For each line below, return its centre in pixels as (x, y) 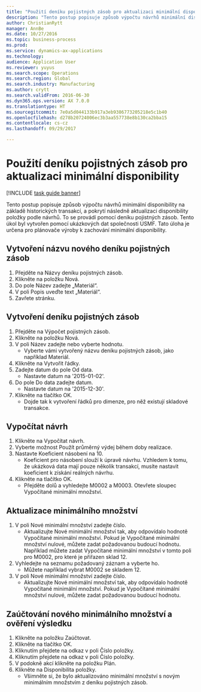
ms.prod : (17, 46)
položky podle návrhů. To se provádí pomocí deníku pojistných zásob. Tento (100, 217)
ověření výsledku (39, 623)
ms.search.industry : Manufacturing (51, 84)
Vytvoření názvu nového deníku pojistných (88, 249)
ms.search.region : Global (38, 78)
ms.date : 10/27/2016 (32, 34)
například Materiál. (47, 356)
